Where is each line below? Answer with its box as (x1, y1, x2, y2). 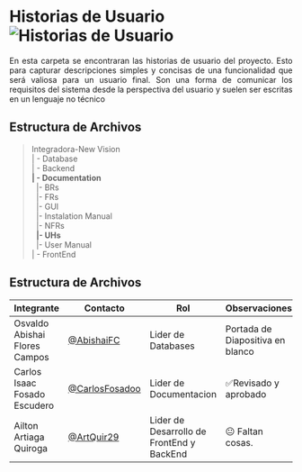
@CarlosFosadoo (67, 382, 141, 395)
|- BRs (35, 182, 60, 193)
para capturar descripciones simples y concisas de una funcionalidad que (9, 65, 293, 76)
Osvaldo (13, 317, 49, 330)
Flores (13, 340, 40, 352)
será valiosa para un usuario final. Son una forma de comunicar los (9, 74, 293, 85)
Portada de (225, 322, 272, 335)
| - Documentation (31, 172, 102, 183)
